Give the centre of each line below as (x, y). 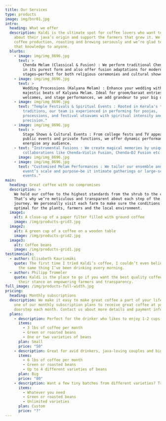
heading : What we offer (34, 28)
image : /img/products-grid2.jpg (47, 236)
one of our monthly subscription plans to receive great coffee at (85, 305)
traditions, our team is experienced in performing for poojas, (90, 111)
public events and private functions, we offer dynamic (82, 139)
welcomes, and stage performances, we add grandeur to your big (90, 97)
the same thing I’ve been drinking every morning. (71, 268)
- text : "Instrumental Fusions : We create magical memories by (82, 148)
